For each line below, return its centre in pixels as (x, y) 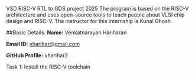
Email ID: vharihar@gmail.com (43, 44)
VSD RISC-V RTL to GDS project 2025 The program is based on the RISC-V (97, 9)
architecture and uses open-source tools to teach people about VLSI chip (95, 15)
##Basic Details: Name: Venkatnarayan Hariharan (66, 32)
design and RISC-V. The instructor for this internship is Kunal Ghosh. (89, 21)
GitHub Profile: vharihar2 (37, 55)
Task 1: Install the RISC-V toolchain (48, 67)
